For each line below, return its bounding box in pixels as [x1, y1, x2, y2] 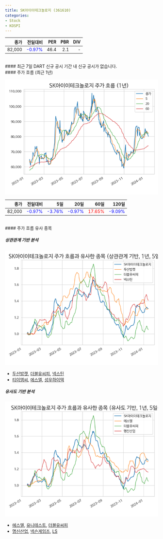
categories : [5, 13, 29, 18]
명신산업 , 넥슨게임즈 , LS [12, 528, 58, 534]
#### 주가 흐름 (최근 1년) [5, 69, 53, 75]
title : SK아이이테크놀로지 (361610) [5, 8, 71, 13]
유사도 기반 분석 [5, 389, 35, 394]
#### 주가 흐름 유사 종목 [5, 225, 52, 231]
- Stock [5, 18, 21, 23]
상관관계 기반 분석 [5, 237, 39, 243]
